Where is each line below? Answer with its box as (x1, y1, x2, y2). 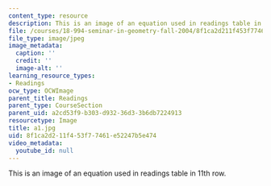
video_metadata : (8, 138, 63, 147)
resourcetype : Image (8, 117, 78, 125)
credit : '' (15, 57, 52, 65)
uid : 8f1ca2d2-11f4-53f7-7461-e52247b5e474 (8, 131, 157, 139)
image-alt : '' (15, 64, 63, 72)
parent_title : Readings (8, 94, 89, 102)
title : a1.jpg (8, 124, 56, 132)
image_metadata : (8, 42, 63, 50)
